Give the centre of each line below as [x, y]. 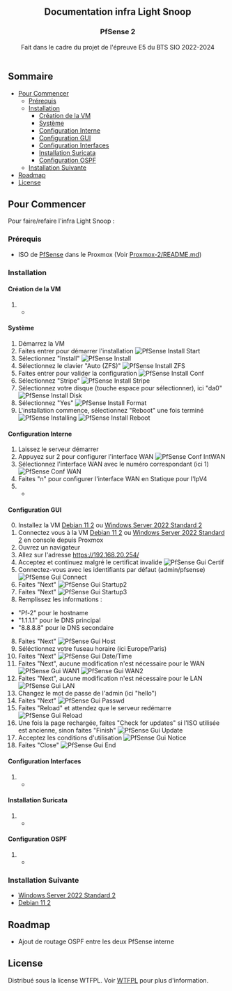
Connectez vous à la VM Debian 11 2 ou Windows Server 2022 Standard [121, 533]
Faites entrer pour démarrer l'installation [76, 351]
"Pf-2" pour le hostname [53, 613]
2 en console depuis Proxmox [61, 540]
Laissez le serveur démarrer [58, 449]
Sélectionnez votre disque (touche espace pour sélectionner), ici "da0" [120, 388]
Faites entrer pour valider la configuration [78, 373]
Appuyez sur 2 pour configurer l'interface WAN [86, 457]
